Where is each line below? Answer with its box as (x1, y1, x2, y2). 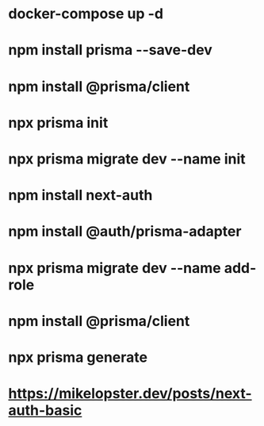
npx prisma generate (8, 348, 148, 366)
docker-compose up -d (8, 5, 164, 23)
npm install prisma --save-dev (8, 41, 212, 59)
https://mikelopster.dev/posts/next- (8, 385, 252, 403)
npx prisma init (8, 113, 109, 132)
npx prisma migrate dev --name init (8, 150, 246, 167)
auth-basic (8, 401, 82, 420)
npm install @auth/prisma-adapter (8, 223, 242, 240)
